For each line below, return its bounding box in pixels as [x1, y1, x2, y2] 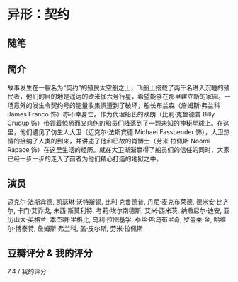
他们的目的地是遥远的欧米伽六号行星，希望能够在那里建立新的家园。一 [25, 92, 231, 101]
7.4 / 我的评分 [7, 267, 47, 276]
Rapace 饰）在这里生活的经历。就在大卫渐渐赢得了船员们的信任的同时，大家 [7, 146, 230, 154]
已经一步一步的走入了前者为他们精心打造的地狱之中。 [7, 154, 163, 163]
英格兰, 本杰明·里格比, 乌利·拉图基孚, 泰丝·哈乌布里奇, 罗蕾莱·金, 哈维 [28, 215, 227, 224]
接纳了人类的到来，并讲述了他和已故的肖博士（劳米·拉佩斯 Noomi [19, 136, 210, 146]
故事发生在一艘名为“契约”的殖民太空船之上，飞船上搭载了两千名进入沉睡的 [7, 83, 225, 92]
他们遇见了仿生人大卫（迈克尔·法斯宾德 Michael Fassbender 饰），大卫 [19, 128, 225, 136]
